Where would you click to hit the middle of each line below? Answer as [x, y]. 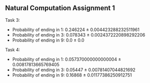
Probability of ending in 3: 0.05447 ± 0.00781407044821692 [74, 70]
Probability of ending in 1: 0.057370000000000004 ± [67, 59]
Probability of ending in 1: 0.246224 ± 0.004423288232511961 [76, 30]
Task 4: [13, 49]
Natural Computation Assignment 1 [60, 8]
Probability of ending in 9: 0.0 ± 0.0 [48, 40]
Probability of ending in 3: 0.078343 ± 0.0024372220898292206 [79, 35]
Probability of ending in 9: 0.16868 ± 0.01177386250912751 [72, 75]
